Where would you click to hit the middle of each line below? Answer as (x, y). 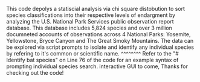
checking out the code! (35, 73)
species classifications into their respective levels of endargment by (91, 15)
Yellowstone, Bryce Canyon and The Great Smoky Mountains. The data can (100, 41)
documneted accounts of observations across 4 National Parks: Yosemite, (99, 34)
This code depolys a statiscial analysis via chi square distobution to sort (96, 9)
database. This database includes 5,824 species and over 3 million (89, 28)
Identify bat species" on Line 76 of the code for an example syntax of (92, 60)
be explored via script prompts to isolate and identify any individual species (100, 47)
